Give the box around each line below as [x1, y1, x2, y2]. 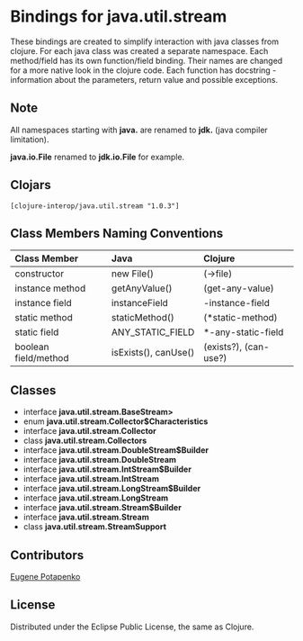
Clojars [10, 177, 52, 193]
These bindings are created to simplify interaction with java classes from [10, 36, 280, 47]
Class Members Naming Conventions [10, 225, 224, 240]
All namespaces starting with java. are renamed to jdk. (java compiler [10, 124, 268, 135]
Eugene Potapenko [10, 572, 81, 582]
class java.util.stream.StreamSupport [22, 521, 167, 532]
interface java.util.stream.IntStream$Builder [22, 464, 192, 474]
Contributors [10, 547, 85, 563]
